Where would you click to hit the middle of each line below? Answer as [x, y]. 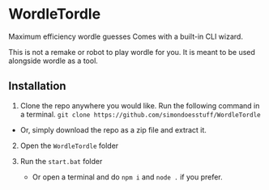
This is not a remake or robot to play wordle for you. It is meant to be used [132, 52]
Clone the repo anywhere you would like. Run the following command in [140, 105]
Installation [37, 86]
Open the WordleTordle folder [69, 146]
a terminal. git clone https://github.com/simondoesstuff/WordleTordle [140, 114]
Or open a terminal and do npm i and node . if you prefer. [127, 177]
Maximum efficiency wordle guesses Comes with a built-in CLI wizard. [126, 36]
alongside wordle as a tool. [53, 61]
